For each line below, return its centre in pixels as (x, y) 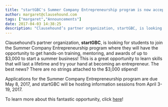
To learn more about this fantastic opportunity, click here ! (64, 99)
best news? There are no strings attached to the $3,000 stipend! (71, 69)
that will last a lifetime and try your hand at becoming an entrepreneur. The (82, 64)
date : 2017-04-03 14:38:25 (33, 24)
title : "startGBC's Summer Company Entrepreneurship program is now (78, 10)
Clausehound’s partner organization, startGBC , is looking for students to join (84, 42)
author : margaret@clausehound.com (41, 14)
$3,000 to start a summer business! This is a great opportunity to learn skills (84, 58)
